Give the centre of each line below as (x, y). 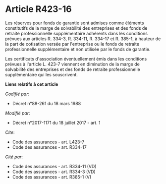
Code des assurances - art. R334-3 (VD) (54, 172)
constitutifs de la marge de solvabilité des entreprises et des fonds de (76, 28)
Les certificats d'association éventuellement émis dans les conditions (76, 59)
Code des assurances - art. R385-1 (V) (52, 177)
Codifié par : (17, 94)
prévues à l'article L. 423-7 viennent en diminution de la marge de (72, 64)
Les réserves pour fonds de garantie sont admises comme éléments (75, 23)
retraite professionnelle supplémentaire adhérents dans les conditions (76, 33)
